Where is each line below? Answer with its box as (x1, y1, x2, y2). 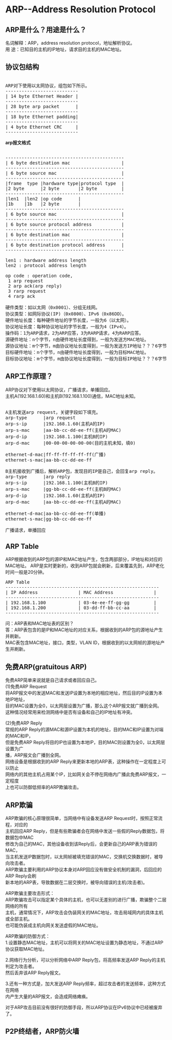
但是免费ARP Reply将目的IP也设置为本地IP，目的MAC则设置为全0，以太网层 (5, 739, 165, 746)
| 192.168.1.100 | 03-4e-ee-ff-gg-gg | (5, 600, 157, 606)
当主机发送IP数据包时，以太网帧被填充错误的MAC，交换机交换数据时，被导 (5, 854, 163, 860)
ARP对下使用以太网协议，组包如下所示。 (5, 83, 90, 88)
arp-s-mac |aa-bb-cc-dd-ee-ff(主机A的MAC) (5, 427, 122, 433)
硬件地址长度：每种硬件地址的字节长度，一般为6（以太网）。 (5, 317, 132, 323)
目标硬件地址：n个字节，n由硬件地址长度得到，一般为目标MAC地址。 (5, 349, 149, 355)
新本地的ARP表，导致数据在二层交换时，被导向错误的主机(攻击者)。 (5, 879, 147, 886)
